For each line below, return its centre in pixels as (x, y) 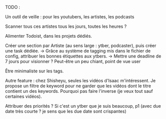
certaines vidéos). (24, 96)
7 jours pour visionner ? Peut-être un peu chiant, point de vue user (73, 61)
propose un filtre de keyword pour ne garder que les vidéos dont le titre (78, 86)
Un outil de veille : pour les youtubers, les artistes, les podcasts (70, 17)
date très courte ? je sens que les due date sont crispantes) (66, 111)
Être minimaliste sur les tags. (34, 71)
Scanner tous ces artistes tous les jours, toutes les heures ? (66, 26)
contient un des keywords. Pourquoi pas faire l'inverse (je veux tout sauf (79, 91)
